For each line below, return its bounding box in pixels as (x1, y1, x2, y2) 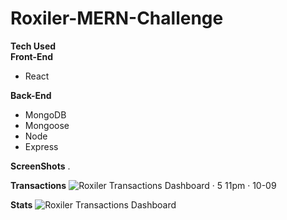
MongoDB (24, 108, 67, 121)
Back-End (10, 89, 52, 101)
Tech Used (10, 40, 57, 52)
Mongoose (24, 119, 70, 131)
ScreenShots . (10, 160, 71, 172)
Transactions (10, 179, 67, 191)
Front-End (10, 50, 54, 62)
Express (24, 140, 59, 152)
